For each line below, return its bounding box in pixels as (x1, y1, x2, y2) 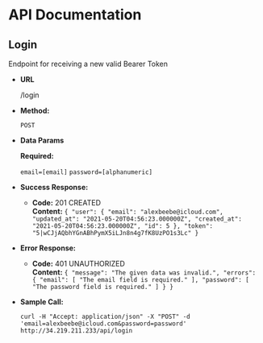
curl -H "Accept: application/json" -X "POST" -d (19, 312, 191, 320)
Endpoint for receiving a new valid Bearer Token (8, 59, 168, 68)
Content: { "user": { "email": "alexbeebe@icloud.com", (31, 207, 224, 216)
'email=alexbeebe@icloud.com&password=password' (19, 320, 187, 328)
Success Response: (19, 183, 89, 192)
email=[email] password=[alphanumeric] (19, 168, 153, 176)
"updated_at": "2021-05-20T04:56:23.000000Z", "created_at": (31, 215, 242, 223)
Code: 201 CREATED (31, 198, 102, 207)
